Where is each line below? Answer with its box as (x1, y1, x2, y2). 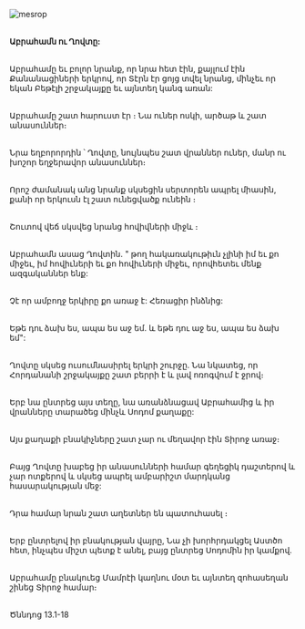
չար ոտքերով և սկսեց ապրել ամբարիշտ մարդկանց (9, 470, 230, 481)
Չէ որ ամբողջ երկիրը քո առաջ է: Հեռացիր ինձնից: (9, 295, 223, 305)
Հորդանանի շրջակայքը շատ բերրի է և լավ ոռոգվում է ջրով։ (9, 369, 264, 380)
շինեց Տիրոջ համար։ (9, 582, 97, 593)
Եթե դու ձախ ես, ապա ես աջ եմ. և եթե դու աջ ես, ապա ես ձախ (9, 323, 280, 333)
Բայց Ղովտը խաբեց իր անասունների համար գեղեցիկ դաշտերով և (9, 461, 296, 471)
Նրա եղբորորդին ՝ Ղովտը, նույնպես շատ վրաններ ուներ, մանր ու (9, 147, 287, 158)
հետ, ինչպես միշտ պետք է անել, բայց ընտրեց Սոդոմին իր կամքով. (9, 545, 293, 555)
